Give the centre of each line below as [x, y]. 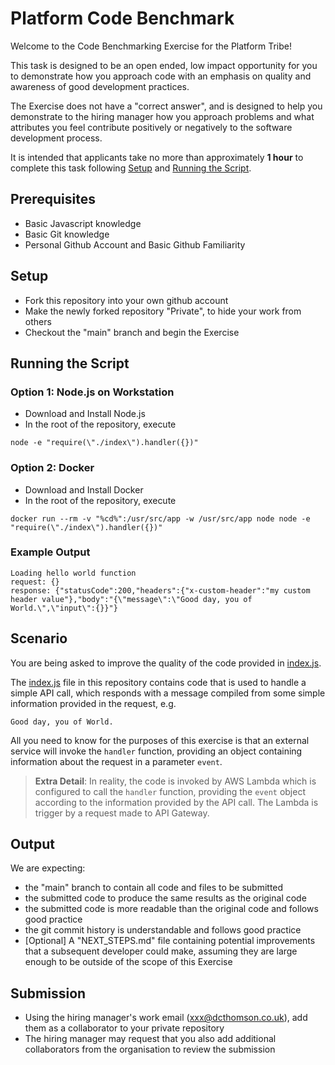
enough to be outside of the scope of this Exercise [128, 962]
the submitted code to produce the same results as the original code [165, 898]
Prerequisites [53, 199]
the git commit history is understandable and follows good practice [163, 930]
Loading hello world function [73, 573]
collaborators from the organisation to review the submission [150, 1049]
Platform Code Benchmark [122, 18]
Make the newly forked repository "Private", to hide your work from [163, 311]
